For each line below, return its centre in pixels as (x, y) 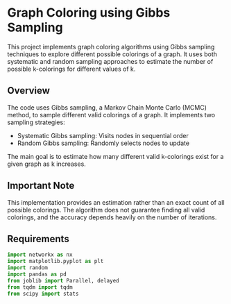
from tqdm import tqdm (40, 287)
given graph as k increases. (47, 164)
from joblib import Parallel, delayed (63, 280)
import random (28, 268)
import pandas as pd (37, 274)
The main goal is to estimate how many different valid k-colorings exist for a (115, 156)
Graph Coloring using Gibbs (89, 13)
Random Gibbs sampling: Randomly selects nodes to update (103, 143)
